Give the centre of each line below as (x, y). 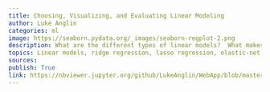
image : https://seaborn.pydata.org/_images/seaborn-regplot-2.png (122, 38)
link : (17, 75)
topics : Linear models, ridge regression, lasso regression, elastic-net (135, 53)
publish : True (32, 68)
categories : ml (34, 30)
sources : (23, 61)
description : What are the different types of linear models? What (125, 46)
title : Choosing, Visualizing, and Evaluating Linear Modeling (117, 16)
